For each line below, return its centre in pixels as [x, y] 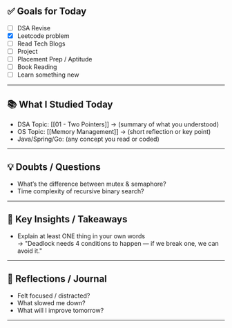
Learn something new [48, 75]
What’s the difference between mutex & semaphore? [92, 184]
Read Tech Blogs [41, 44]
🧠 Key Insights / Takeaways [67, 219]
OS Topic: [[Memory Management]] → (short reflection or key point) [114, 132]
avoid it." [30, 251]
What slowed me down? [51, 302]
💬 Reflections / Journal [57, 279]
